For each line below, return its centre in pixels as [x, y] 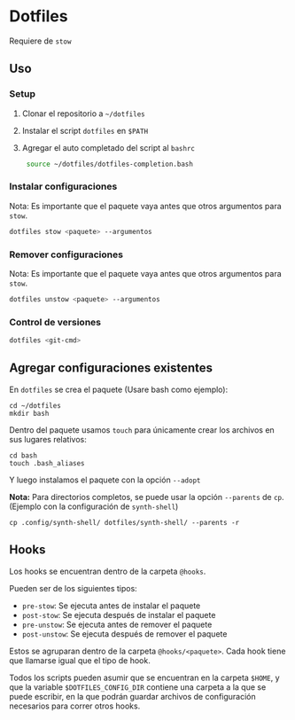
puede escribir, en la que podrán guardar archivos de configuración [132, 696]
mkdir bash [29, 413]
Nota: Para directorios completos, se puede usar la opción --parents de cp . [147, 497]
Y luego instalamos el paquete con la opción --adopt [105, 480]
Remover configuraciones [66, 254]
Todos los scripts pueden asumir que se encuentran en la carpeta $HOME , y [144, 677]
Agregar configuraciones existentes [111, 368]
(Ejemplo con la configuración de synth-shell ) [94, 506]
